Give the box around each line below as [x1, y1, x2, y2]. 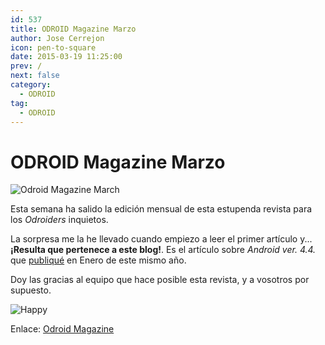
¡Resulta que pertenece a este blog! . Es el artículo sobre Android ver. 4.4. [10, 244, 317, 256]
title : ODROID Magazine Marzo [10, 24, 137, 34]
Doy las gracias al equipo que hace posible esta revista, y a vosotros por [10, 274, 310, 286]
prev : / [10, 61, 43, 71]
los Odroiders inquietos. [10, 214, 109, 226]
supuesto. [10, 284, 52, 296]
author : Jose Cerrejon [10, 33, 105, 43]
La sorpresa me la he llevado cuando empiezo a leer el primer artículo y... [10, 233, 313, 245]
